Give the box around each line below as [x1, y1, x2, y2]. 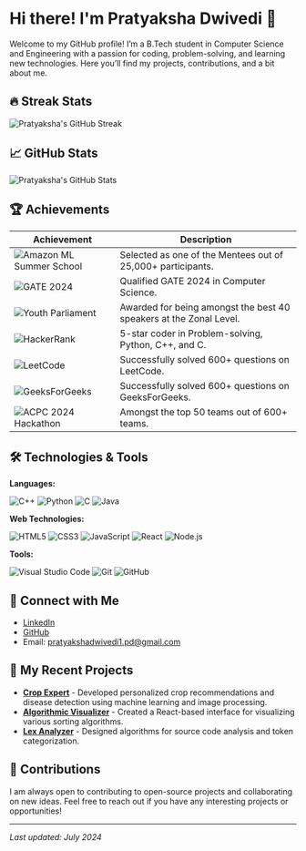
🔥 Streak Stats [9, 94, 93, 109]
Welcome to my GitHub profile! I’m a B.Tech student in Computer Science [9, 38, 284, 49]
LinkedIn [22, 617, 56, 628]
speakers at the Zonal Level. [119, 313, 240, 325]
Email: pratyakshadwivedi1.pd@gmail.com [22, 637, 181, 647]
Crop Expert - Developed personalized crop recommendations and [22, 687, 275, 698]
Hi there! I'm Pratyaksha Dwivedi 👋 [9, 8, 277, 29]
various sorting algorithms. [22, 715, 124, 727]
